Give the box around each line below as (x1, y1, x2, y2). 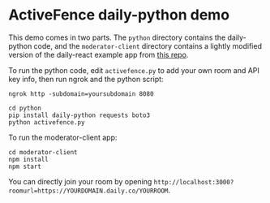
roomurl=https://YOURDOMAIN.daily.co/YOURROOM (8, 187, 169, 195)
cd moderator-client (8, 148, 79, 156)
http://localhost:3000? (153, 178, 234, 186)
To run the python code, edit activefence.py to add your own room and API (8, 65, 259, 75)
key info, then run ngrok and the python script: (8, 74, 164, 84)
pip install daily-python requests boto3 (8, 111, 151, 119)
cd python (8, 104, 42, 112)
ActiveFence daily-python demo (8, 6, 229, 24)
